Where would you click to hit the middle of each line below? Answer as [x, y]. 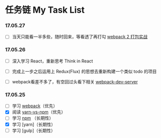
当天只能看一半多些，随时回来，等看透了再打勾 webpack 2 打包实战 [80, 37]
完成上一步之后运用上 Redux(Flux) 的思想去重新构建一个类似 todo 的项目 [84, 71]
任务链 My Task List [45, 10]
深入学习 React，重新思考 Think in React [53, 61]
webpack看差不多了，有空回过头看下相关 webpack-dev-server [75, 81]
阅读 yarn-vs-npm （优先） [39, 112]
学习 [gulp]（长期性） [34, 130]
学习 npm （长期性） [33, 118]
